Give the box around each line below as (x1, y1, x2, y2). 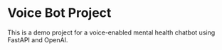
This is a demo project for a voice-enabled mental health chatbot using (7, 28, 216, 37)
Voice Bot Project (7, 5, 112, 21)
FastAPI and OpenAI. (7, 35, 68, 44)
